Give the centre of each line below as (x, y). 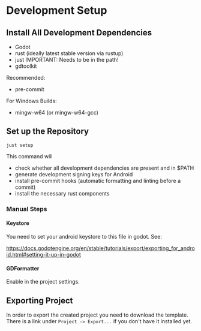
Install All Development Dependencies (79, 33)
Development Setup (57, 10)
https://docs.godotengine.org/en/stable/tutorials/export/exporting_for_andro (100, 248)
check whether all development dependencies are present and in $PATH (104, 168)
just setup (20, 145)
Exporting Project (40, 300)
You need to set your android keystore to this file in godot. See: (84, 236)
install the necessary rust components (62, 193)
